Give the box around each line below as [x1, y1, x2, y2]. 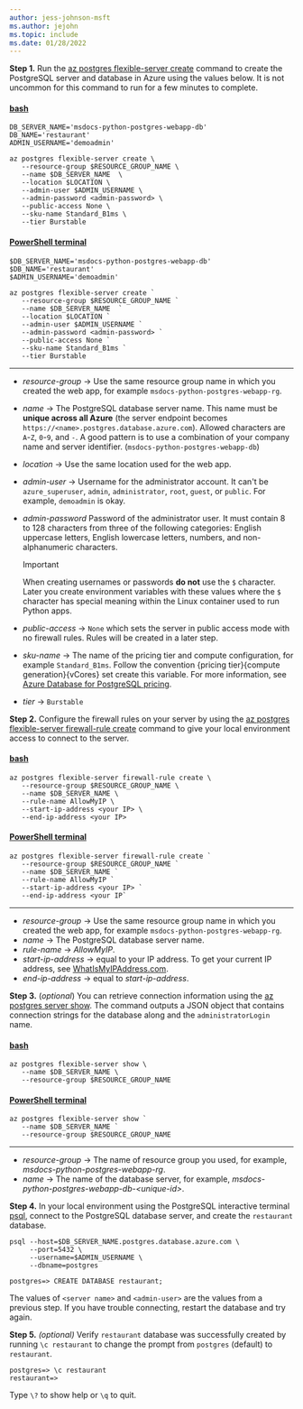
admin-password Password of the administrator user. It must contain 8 [22, 512, 286, 523]
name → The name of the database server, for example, [22, 1174, 230, 1184]
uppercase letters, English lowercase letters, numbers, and [22, 531, 242, 542]
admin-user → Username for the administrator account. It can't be [22, 475, 269, 487]
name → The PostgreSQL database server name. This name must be [22, 402, 278, 413]
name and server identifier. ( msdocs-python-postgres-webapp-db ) [22, 441, 260, 452]
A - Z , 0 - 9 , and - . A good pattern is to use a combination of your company [22, 431, 290, 442]
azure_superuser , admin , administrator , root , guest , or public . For [22, 485, 266, 496]
